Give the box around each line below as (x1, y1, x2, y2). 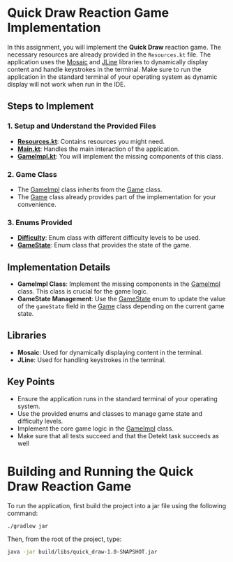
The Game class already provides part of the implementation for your (17, 192, 216, 201)
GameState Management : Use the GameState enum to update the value (17, 295, 226, 303)
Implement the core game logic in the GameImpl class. (17, 424, 174, 433)
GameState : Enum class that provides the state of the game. (17, 241, 192, 250)
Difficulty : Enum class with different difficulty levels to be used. (17, 233, 201, 242)
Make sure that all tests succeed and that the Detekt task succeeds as (17, 431, 220, 440)
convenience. (17, 200, 57, 208)
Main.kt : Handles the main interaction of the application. (17, 145, 180, 153)
